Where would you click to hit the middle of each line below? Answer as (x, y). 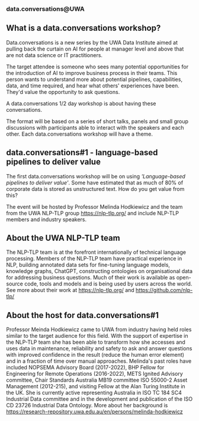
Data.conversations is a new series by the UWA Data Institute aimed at (92, 42)
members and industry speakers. (46, 219)
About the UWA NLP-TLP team (63, 238)
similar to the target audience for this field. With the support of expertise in (97, 336)
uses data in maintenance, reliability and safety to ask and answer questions (99, 348)
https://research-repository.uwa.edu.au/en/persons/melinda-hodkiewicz (94, 411)
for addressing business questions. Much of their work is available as (91, 278)
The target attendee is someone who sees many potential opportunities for (97, 67)
